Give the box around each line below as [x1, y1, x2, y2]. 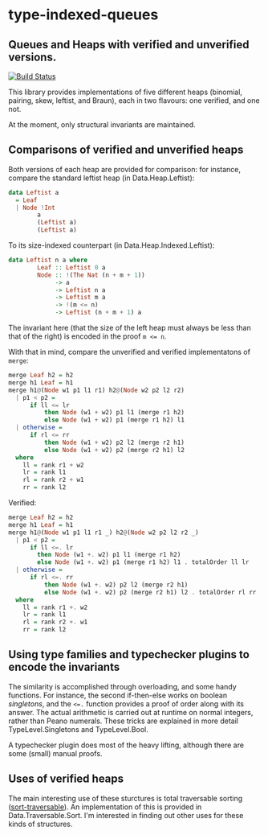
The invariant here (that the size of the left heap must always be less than [8, 323, 251, 333]
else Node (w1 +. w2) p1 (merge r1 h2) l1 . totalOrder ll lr [37, 558, 250, 566]
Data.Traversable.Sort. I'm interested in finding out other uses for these [8, 810, 244, 820]
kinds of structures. [8, 819, 73, 829]
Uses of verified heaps [8, 772, 124, 786]
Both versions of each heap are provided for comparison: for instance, [8, 164, 242, 174]
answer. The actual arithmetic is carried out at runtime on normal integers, [8, 707, 254, 717]
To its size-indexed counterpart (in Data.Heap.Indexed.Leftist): [8, 241, 215, 250]
